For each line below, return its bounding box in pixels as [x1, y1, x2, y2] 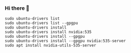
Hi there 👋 [5, 5, 30, 12]
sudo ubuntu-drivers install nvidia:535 [5, 30, 92, 35]
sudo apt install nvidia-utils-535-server [5, 43, 96, 48]
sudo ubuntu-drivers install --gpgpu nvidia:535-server [5, 38, 126, 44]
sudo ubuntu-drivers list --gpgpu [5, 20, 78, 26]
